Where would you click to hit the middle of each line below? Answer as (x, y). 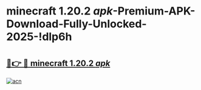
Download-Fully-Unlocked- (77, 24)
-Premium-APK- (154, 11)
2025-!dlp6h (39, 37)
